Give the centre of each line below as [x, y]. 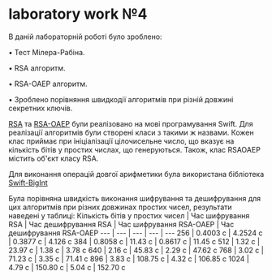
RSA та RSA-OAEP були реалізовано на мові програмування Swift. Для [131, 123]
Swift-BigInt [28, 183]
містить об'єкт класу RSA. [54, 158]
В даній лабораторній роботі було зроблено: [85, 37]
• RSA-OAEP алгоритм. [48, 84]
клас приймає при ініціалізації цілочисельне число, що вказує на [121, 141]
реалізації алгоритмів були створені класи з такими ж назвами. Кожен [131, 132]
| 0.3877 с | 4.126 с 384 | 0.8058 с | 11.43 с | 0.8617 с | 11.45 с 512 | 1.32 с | [134, 241]
